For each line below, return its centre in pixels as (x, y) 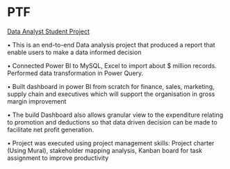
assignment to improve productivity (58, 158)
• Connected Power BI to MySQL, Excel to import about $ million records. (112, 65)
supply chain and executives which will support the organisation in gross (111, 94)
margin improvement (37, 101)
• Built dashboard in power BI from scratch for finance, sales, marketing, (111, 86)
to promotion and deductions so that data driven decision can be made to (112, 122)
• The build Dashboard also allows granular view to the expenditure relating (115, 115)
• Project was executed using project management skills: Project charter (111, 143)
